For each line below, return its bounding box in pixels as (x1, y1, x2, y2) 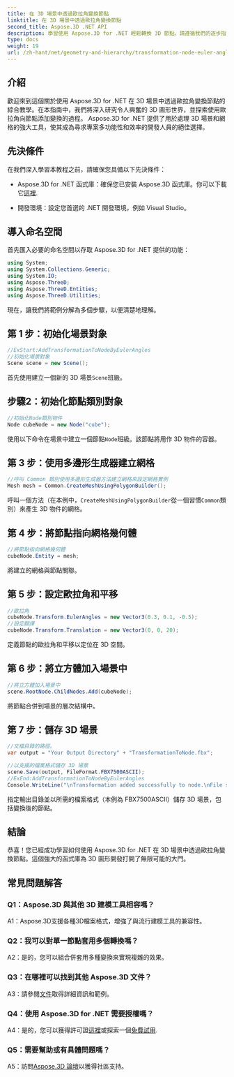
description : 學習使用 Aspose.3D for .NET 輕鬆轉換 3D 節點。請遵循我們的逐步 (7, 29, 221, 37)
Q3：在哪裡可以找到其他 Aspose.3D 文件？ (7, 972, 152, 982)
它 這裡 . (17, 188, 38, 197)
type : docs (7, 36, 39, 43)
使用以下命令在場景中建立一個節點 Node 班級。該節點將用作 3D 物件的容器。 (7, 434, 221, 443)
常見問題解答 (7, 877, 63, 889)
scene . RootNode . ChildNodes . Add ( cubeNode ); (7, 688, 132, 695)
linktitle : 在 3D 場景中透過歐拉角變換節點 (7, 17, 122, 24)
